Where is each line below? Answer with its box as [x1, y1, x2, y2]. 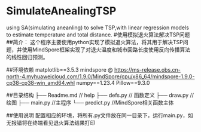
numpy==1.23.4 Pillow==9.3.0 [76, 79, 150, 86]
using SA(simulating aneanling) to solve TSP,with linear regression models [6, 24, 190, 31]
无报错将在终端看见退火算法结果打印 [6, 119, 96, 126]
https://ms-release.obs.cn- [114, 66, 181, 73]
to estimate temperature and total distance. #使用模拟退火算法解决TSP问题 [6, 31, 190, 38]
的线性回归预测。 [6, 53, 48, 60]
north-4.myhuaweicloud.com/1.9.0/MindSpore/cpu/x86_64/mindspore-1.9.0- [6, 73, 195, 80]
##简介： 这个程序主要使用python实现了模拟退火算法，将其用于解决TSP [6, 38, 184, 45]
